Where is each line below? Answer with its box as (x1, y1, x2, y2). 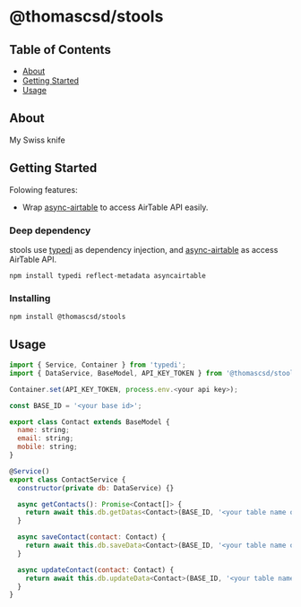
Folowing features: (9, 184, 78, 195)
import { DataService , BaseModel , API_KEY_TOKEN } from (9, 369, 222, 377)
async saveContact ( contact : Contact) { (17, 533, 167, 542)
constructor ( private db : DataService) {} (17, 483, 175, 492)
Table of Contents (9, 42, 112, 57)
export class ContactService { (9, 475, 126, 484)
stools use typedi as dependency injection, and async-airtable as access (9, 244, 279, 255)
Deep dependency (9, 224, 91, 237)
